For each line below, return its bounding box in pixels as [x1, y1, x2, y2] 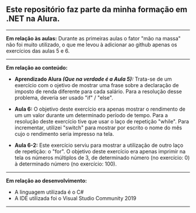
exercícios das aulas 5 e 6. [6, 47, 70, 54]
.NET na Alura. [6, 14, 60, 24]
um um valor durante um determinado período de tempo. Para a [14, 111, 168, 119]
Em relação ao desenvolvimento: [6, 177, 87, 184]
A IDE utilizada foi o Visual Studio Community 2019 [14, 194, 136, 201]
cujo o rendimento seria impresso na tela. [14, 130, 114, 137]
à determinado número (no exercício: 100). [14, 160, 117, 167]
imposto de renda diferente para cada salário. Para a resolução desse [14, 88, 183, 95]
